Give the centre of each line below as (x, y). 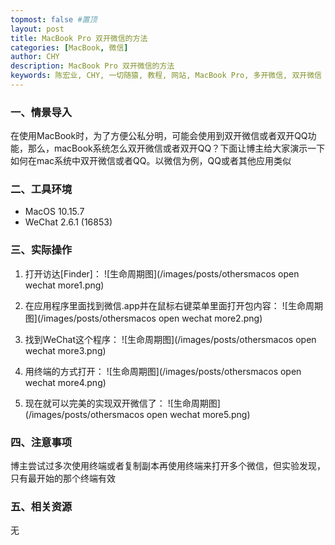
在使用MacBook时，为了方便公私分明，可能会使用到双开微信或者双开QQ (159, 136)
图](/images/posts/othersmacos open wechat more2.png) (143, 318)
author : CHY (35, 57)
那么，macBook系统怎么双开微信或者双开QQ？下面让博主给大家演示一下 (176, 148)
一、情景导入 (41, 112)
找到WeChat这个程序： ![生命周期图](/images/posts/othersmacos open (170, 339)
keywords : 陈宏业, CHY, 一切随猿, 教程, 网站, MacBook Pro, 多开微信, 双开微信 (166, 76)
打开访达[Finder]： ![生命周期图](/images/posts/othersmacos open (162, 273)
